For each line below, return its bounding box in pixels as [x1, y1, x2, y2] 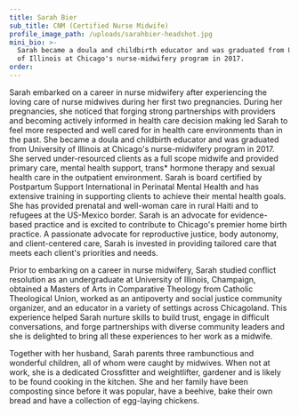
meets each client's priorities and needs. [9, 247, 158, 258]
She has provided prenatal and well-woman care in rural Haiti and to [9, 200, 259, 211]
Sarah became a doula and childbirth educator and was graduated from [17, 46, 285, 55]
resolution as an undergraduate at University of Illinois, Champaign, [9, 274, 256, 284]
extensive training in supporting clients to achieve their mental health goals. [9, 190, 287, 201]
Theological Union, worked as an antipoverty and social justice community [9, 292, 283, 303]
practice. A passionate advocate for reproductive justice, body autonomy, [9, 228, 279, 239]
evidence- [230, 210, 269, 220]
